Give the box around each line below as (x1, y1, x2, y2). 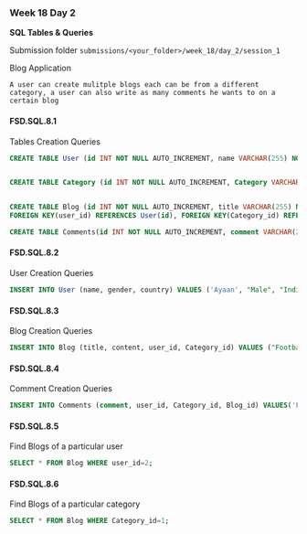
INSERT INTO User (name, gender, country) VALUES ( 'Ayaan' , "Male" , (9, 285, 276, 294)
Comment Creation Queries (9, 383, 112, 394)
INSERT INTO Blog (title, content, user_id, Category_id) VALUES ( (9, 343, 272, 353)
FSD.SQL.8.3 (9, 304, 59, 316)
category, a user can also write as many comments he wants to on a (9, 89, 276, 98)
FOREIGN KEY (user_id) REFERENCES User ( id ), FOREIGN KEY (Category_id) (9, 211, 281, 220)
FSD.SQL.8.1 (9, 115, 58, 126)
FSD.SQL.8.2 (9, 247, 59, 258)
